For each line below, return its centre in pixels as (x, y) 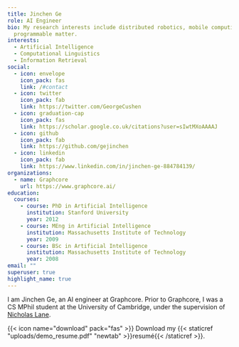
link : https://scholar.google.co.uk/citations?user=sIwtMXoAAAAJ (119, 126)
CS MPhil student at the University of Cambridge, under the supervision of (116, 306)
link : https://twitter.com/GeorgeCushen (81, 107)
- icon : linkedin (39, 153)
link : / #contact (44, 87)
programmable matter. (46, 34)
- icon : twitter (38, 93)
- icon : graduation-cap (49, 113)
